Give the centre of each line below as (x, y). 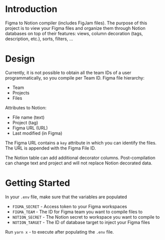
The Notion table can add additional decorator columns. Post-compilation (80, 158)
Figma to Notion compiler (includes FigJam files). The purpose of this (76, 23)
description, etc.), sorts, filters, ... (39, 39)
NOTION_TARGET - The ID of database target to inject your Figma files (81, 222)
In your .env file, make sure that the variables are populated (66, 197)
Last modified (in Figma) (37, 133)
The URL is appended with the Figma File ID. (50, 148)
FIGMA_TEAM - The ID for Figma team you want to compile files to (77, 212)
